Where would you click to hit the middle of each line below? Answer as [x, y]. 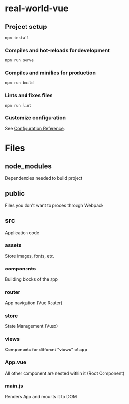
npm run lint [18, 105]
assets [13, 245]
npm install [17, 38]
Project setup [26, 27]
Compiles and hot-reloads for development [58, 50]
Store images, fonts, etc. [30, 256]
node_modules [28, 166]
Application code [22, 232]
